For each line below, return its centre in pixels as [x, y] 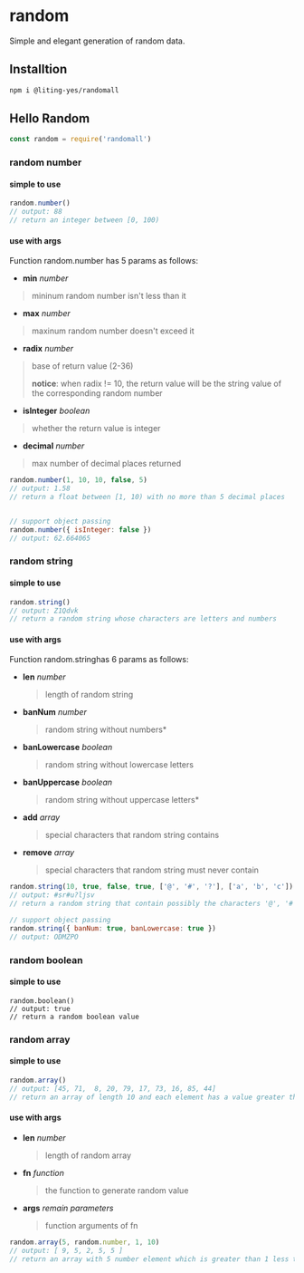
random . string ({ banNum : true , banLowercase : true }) [113, 928]
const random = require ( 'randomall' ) [81, 140]
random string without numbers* [106, 729]
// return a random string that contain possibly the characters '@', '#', [155, 904]
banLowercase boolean [67, 747]
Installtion [38, 69]
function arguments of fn [91, 1225]
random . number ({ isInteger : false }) [81, 530]
